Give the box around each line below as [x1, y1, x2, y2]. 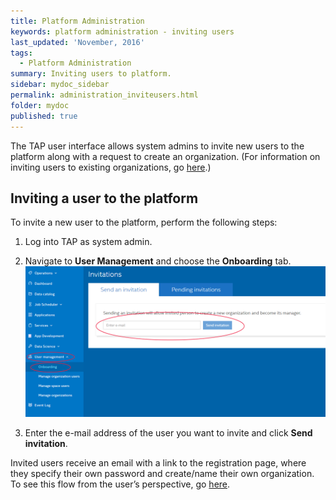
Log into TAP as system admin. [24, 236, 153, 248]
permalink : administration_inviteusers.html [10, 90, 199, 100]
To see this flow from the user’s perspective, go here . [10, 478, 231, 490]
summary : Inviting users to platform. [10, 69, 172, 79]
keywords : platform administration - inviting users [10, 26, 235, 37]
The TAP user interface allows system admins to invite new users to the [10, 140, 305, 152]
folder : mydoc [10, 100, 70, 110]
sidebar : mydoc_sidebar [10, 80, 110, 90]
